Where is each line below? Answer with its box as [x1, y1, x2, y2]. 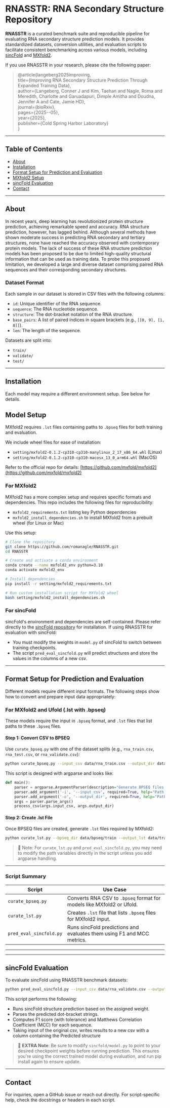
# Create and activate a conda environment [5, 558, 99, 563]
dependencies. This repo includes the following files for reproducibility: [5, 499, 154, 505]
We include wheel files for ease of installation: [5, 439, 101, 446]
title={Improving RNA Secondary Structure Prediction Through [17, 77, 148, 83]
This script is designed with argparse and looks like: [5, 770, 114, 776]
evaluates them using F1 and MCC [67, 930, 149, 937]
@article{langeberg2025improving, [17, 71, 91, 77]
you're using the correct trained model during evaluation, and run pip [17, 1053, 162, 1059]
